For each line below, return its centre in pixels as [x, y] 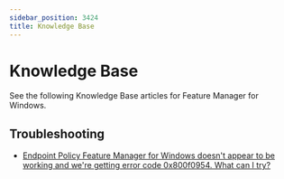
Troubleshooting [57, 133]
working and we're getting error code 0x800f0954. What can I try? [147, 165]
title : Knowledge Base [52, 26]
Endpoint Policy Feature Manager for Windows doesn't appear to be [148, 155]
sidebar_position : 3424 [54, 18]
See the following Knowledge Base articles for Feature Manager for [134, 96]
